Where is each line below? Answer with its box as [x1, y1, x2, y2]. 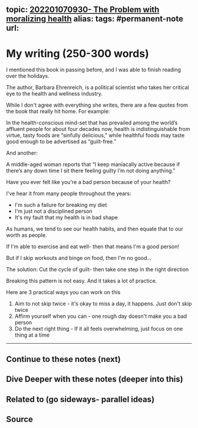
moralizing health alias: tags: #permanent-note [6, 14, 184, 24]
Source [6, 414, 34, 424]
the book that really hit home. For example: [6, 108, 110, 115]
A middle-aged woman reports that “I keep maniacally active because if [6, 161, 180, 168]
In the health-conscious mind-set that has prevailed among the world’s [6, 119, 178, 126]
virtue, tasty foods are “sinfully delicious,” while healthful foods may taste [6, 132, 185, 139]
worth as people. [6, 232, 47, 239]
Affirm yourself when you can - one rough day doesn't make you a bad [14, 312, 187, 320]
